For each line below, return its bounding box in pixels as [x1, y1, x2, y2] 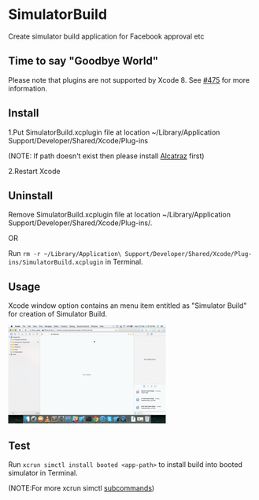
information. [8, 83, 48, 93]
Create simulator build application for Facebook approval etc [8, 31, 205, 41]
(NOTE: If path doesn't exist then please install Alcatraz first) [8, 151, 205, 161]
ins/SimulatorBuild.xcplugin [8, 258, 104, 267]
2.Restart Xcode [8, 166, 61, 176]
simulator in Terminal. [8, 469, 79, 477]
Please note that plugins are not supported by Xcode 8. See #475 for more [8, 75, 250, 84]
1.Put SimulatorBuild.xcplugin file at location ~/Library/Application [8, 128, 220, 137]
